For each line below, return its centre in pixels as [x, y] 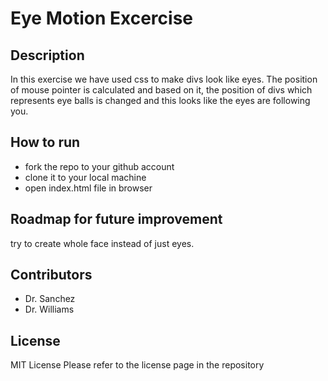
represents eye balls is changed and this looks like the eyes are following [160, 100]
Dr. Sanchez [50, 299]
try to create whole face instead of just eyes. [102, 243]
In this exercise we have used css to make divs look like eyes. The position [164, 79]
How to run [45, 142]
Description [47, 55]
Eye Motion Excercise [101, 18]
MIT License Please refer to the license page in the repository [137, 365]
